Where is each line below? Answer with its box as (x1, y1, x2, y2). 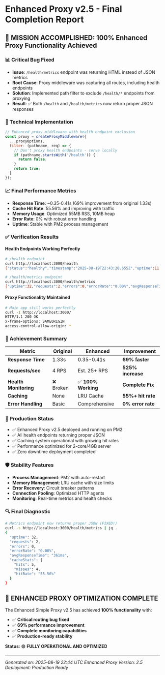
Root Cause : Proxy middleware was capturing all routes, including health (12, 80, 160, 86)
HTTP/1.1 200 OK (5, 314, 38, 319)
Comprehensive (78, 400, 114, 407)
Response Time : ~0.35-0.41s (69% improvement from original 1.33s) (12, 200, 152, 206)
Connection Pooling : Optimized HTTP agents (12, 490, 105, 496)
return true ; (14, 166, 41, 171)
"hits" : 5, (14, 562, 36, 567)
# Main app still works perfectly (5, 305, 76, 310)
